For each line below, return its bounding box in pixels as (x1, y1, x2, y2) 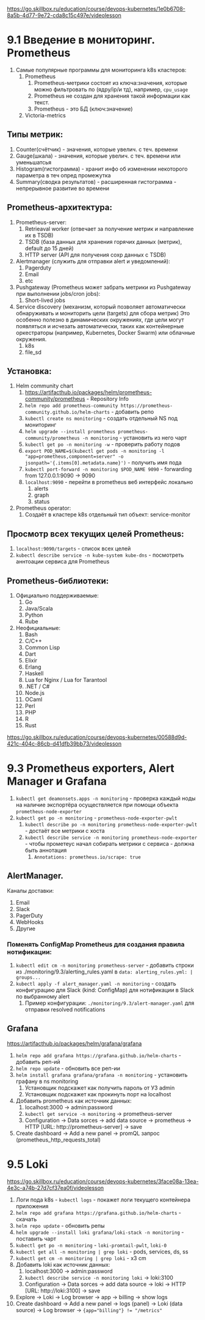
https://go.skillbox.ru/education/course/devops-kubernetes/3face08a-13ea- (7, 1178, 199, 1185)
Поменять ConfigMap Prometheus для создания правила (7, 940, 185, 948)
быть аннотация (24, 846, 67, 854)
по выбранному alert (15, 993, 70, 1000)
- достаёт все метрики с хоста (24, 827, 106, 834)
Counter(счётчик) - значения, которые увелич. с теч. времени (15, 145, 178, 153)
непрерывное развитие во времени (15, 185, 109, 192)
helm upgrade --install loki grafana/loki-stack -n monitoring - (15, 1228, 184, 1236)
